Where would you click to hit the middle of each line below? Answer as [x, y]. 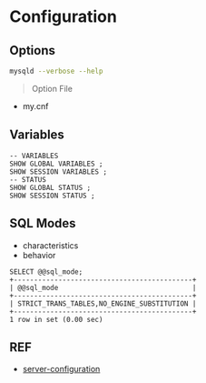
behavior [39, 255]
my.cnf [35, 106]
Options [33, 50]
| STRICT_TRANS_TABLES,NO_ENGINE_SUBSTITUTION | [103, 303]
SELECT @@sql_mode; [46, 272]
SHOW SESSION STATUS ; [52, 196]
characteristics [50, 245]
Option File [52, 88]
